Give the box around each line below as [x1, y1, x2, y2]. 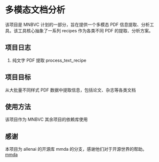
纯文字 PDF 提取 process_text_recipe [12, 57, 87, 63]
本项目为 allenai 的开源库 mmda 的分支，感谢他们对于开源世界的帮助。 [5, 146, 147, 152]
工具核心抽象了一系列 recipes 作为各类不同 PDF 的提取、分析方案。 [18, 27, 153, 33]
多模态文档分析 [5, 4, 66, 16]
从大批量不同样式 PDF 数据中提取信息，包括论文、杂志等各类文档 [5, 87, 136, 93]
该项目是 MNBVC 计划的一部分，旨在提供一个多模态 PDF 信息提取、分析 [5, 22, 150, 27]
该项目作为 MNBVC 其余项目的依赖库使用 [5, 116, 88, 122]
